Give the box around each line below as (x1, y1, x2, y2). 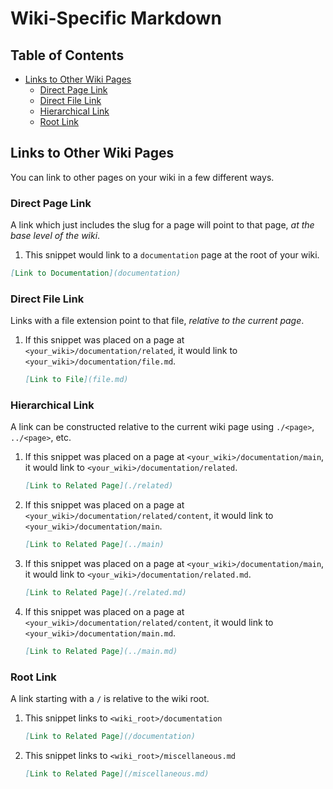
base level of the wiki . (10, 230, 101, 242)
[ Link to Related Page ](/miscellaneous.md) (24, 769, 210, 779)
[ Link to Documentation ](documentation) (10, 268, 182, 279)
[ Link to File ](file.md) (24, 375, 129, 385)
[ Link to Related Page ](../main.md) (24, 647, 178, 657)
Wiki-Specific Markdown (10, 7, 222, 30)
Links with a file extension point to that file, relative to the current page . (10, 315, 305, 327)
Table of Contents (10, 47, 125, 64)
